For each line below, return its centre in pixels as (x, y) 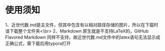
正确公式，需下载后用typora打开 (38, 43)
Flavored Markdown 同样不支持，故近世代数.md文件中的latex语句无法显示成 (83, 37)
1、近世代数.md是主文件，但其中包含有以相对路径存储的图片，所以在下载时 (82, 25)
